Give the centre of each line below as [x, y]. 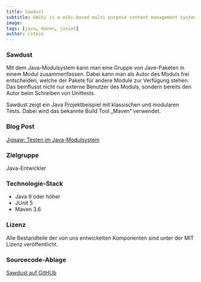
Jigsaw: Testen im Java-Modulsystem [53, 140]
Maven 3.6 [28, 209]
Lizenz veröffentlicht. [32, 244]
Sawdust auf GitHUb [31, 272]
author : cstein [25, 34]
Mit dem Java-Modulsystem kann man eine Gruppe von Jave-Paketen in [95, 68]
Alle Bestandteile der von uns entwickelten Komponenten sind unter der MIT [100, 238]
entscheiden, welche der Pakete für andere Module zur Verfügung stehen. [98, 81]
